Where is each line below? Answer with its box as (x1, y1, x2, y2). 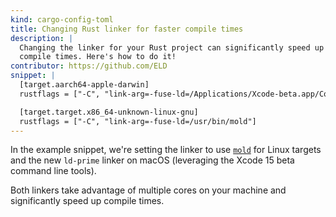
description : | (10, 33, 74, 43)
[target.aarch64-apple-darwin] (19, 80, 150, 90)
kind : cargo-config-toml (10, 14, 114, 25)
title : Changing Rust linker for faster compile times (10, 24, 244, 34)
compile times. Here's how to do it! (19, 52, 177, 62)
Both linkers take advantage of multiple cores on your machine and (10, 184, 287, 196)
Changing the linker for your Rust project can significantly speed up (19, 42, 325, 53)
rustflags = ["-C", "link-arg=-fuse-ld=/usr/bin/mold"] (19, 116, 257, 126)
